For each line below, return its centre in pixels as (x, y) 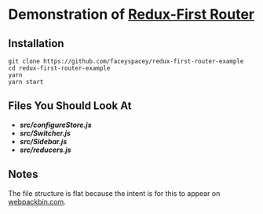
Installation (36, 44)
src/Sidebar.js (43, 141)
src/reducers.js (46, 150)
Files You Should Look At (70, 106)
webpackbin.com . (37, 201)
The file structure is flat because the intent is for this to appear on (114, 193)
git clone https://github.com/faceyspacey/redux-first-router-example (126, 61)
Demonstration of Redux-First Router (131, 15)
